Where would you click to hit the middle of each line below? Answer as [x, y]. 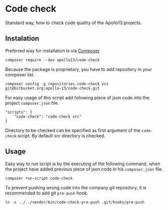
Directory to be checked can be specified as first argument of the [73, 130]
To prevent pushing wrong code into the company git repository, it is [76, 187]
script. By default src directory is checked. [61, 135]
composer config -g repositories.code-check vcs [57, 84]
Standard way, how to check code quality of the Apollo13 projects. [73, 23]
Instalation [22, 39]
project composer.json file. [32, 103]
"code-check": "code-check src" [48, 116]
